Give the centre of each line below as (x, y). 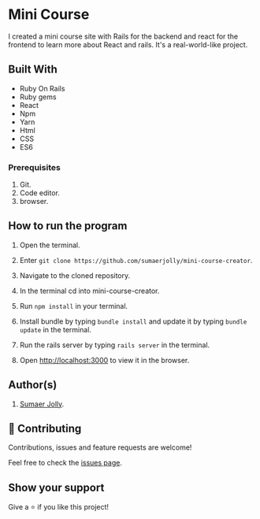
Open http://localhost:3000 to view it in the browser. (104, 360)
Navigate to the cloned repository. (75, 275)
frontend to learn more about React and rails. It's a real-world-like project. (128, 44)
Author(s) (33, 385)
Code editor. (40, 193)
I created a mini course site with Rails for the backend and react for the (123, 36)
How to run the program (68, 226)
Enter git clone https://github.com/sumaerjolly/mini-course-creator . (136, 260)
